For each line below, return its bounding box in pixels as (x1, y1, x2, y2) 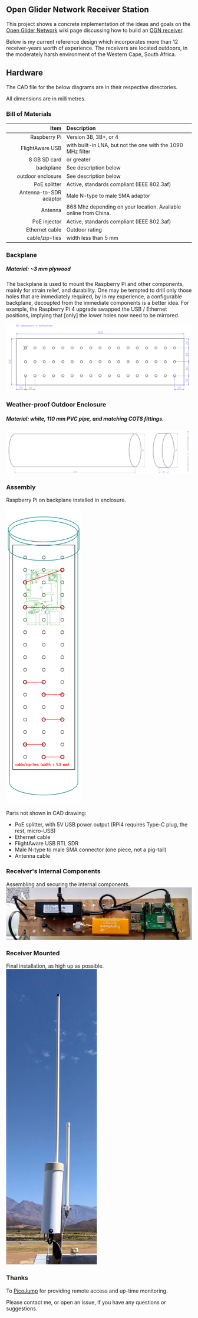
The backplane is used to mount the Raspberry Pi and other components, (6, 280, 184, 287)
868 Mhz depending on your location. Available (66, 203, 181, 210)
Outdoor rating (66, 226, 102, 233)
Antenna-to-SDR (19, 189, 62, 196)
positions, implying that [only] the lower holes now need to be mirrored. (6, 311, 180, 318)
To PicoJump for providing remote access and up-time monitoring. (6, 1287, 168, 1294)
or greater (66, 156, 91, 163)
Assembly (6, 483, 36, 492)
